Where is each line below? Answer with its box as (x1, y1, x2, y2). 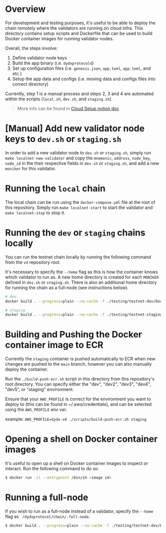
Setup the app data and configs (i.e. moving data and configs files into (12, 76, 156, 82)
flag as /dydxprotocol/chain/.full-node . (5, 513, 90, 519)
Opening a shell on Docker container (5, 434, 158, 445)
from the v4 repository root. (5, 259, 61, 265)
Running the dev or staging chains (5, 227, 146, 238)
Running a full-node (5, 492, 88, 503)
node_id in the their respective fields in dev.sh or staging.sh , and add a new (5, 160, 159, 166)
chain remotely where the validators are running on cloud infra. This (5, 25, 143, 31)
